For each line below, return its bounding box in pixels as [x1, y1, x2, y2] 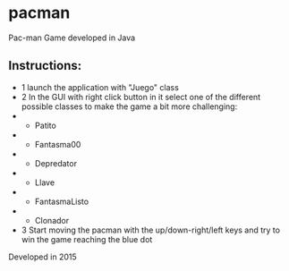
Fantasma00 [34, 139, 81, 149]
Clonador [34, 215, 69, 225]
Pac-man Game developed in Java [8, 32, 136, 43]
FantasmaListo [34, 196, 89, 207]
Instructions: [8, 58, 82, 73]
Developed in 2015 [8, 251, 77, 262]
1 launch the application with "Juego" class [21, 81, 180, 92]
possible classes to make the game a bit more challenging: [21, 101, 238, 112]
